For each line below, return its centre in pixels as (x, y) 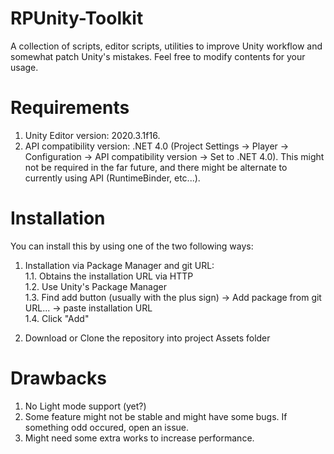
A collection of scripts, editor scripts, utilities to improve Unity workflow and (166, 46)
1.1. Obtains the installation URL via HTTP (109, 276)
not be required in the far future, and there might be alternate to (156, 167)
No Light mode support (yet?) (85, 406)
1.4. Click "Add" (57, 318)
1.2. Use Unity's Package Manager (95, 286)
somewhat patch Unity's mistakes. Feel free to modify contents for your (158, 56)
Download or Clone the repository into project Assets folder (147, 338)
